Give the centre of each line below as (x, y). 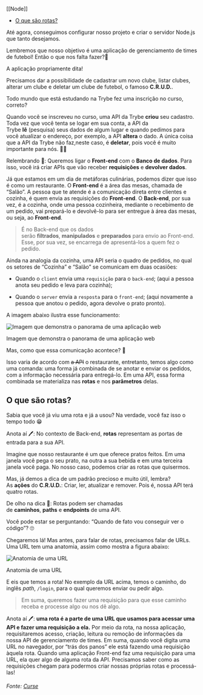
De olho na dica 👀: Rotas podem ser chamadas (65, 503)
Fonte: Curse (22, 686)
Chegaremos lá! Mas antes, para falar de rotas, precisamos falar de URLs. (98, 540)
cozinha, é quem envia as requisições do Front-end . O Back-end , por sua (98, 198)
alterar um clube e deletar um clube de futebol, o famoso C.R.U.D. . (90, 87)
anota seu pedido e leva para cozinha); (64, 285)
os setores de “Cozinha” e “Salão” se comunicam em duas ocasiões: (92, 267)
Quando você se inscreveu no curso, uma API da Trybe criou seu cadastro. (100, 117)
